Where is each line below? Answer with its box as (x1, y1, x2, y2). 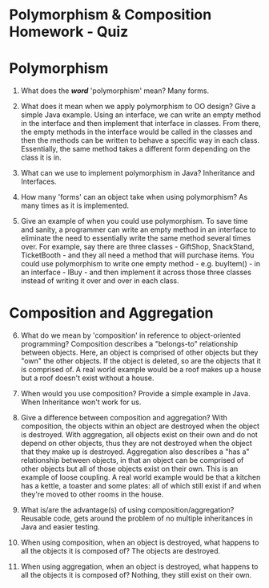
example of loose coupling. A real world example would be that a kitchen (20, 472, 261, 482)
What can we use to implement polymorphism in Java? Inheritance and (20, 168, 255, 178)
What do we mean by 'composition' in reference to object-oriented (20, 330, 241, 340)
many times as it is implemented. (20, 201, 130, 210)
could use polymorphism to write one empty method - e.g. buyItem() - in (20, 259, 261, 269)
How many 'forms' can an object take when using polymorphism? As (20, 193, 248, 202)
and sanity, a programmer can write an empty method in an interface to (20, 225, 256, 234)
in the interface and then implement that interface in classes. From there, (20, 119, 261, 128)
